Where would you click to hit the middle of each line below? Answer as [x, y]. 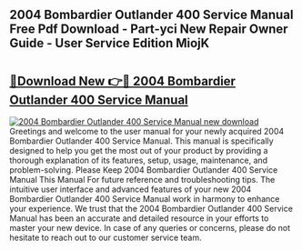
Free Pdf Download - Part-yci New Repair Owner [149, 30]
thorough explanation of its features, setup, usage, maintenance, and [139, 160]
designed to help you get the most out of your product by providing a [139, 150]
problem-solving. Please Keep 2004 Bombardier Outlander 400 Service [144, 170]
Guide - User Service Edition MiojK [110, 43]
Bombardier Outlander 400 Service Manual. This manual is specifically [142, 141]
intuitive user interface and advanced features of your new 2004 [131, 189]
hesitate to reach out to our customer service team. [106, 237]
